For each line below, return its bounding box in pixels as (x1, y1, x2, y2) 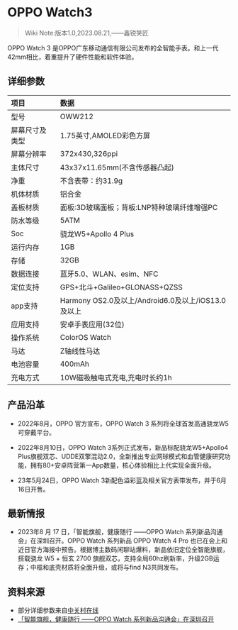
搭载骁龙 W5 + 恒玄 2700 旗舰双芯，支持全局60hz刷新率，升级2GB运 (17, 554, 220, 563)
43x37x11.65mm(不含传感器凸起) (59, 162, 175, 172)
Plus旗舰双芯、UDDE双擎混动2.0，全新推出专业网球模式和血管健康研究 (17, 452, 225, 460)
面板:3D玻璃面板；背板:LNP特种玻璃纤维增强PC (59, 202, 218, 212)
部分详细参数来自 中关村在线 (17, 606, 99, 614)
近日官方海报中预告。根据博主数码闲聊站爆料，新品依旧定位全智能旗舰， (17, 546, 229, 554)
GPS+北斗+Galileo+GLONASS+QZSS (59, 282, 183, 292)
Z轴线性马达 (59, 346, 101, 355)
